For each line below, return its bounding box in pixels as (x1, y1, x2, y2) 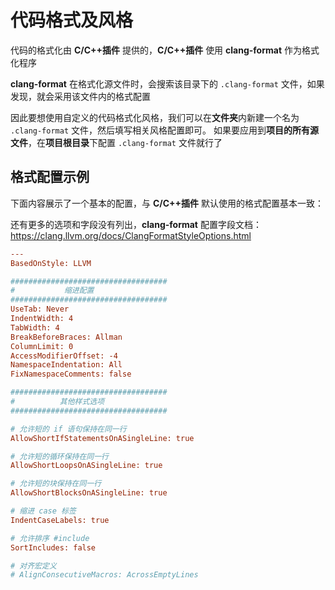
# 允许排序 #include (10, 533, 90, 543)
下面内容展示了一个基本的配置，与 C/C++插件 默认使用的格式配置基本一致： (10, 197, 325, 209)
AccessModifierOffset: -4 (10, 351, 118, 361)
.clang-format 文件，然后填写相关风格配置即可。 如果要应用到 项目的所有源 (10, 124, 319, 136)
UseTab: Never (10, 304, 70, 315)
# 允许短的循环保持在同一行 (10, 451, 110, 461)
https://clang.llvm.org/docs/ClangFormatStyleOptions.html (10, 229, 252, 241)
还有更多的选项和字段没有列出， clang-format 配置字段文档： (10, 218, 262, 230)
